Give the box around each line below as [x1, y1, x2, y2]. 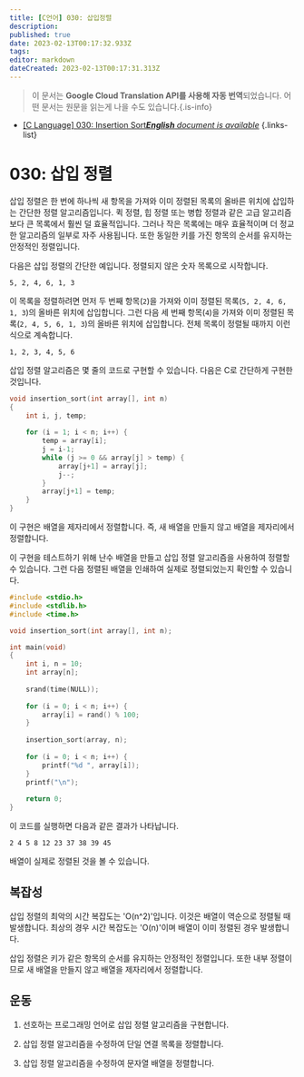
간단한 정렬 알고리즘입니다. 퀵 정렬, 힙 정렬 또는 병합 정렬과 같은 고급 [18, 206, 260, 218]
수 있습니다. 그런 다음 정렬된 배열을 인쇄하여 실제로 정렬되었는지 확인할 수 [9, 564, 269, 575]
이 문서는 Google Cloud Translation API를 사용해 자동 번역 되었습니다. [31, 90, 282, 101]
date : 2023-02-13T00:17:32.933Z [9, 38, 132, 48]
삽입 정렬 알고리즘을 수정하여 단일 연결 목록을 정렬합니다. [22, 1038, 224, 1049]
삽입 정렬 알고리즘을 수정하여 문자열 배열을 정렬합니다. [22, 1057, 215, 1068]
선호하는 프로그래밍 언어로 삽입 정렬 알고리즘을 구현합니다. [22, 1019, 230, 1030]
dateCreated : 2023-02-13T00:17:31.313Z [9, 64, 161, 74]
